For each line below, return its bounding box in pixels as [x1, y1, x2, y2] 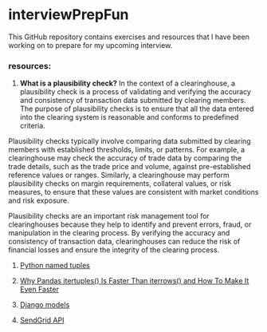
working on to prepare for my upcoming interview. [8, 40, 173, 49]
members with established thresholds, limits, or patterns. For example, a [8, 145, 245, 155]
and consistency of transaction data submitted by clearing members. [19, 96, 246, 105]
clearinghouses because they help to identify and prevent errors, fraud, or [8, 219, 252, 229]
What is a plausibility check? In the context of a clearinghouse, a [19, 78, 236, 89]
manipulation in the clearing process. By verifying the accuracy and [8, 228, 230, 238]
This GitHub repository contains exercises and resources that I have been [8, 32, 249, 41]
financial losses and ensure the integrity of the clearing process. [8, 245, 220, 255]
